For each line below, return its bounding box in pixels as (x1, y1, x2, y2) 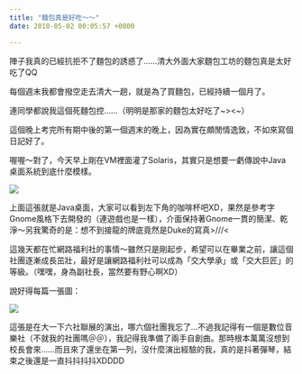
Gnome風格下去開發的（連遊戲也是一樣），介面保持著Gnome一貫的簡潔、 (9, 213, 281, 223)
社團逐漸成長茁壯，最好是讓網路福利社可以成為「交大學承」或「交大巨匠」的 (9, 254, 294, 266)
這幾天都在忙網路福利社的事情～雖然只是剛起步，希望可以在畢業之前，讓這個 (9, 243, 294, 254)
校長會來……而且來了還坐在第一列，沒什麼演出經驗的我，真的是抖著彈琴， (9, 343, 284, 354)
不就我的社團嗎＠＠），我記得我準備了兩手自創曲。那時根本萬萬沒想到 (32, 333, 290, 343)
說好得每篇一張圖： (9, 285, 81, 296)
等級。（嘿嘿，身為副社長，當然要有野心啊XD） (9, 266, 183, 277)
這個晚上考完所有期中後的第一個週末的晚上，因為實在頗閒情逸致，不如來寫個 (9, 123, 294, 135)
